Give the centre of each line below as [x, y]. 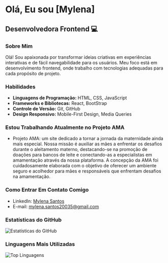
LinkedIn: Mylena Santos [38, 201]
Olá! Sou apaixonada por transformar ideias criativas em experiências [78, 57]
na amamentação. [32, 177]
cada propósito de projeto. [33, 73]
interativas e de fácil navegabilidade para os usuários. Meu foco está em [81, 62]
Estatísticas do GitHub [34, 220]
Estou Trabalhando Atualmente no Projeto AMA [65, 127]
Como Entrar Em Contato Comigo [47, 190]
